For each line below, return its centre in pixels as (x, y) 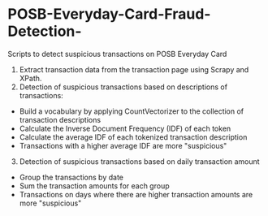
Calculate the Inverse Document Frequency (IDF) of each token (125, 128)
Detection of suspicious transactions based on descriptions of (123, 87)
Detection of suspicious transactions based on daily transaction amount (140, 161)
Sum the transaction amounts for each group (94, 186)
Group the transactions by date (71, 177)
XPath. (30, 78)
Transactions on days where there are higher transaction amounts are (136, 194)
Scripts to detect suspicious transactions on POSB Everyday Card (117, 54)
